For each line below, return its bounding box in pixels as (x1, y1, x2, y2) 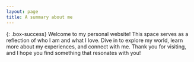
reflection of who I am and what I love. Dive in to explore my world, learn (6, 37, 183, 44)
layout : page (6, 8, 39, 15)
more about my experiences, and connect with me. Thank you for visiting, (6, 43, 187, 50)
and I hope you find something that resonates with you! (6, 49, 141, 56)
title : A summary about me (6, 14, 73, 20)
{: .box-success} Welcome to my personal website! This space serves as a (6, 30, 189, 37)
